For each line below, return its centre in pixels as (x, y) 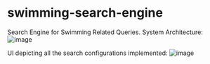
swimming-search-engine (85, 13)
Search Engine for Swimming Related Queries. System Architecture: (105, 32)
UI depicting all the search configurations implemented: (87, 53)
